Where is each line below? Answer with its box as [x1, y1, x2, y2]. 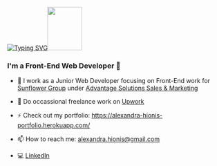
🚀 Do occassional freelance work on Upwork [17, 98, 144, 106]
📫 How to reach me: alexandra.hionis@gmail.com [17, 135, 160, 143]
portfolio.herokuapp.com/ [17, 121, 91, 129]
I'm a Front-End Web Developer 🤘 [7, 61, 121, 71]
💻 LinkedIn [17, 151, 50, 160]
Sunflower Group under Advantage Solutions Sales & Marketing [17, 84, 198, 93]
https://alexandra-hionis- [91, 111, 163, 120]
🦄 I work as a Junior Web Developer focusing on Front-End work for [17, 77, 211, 85]
